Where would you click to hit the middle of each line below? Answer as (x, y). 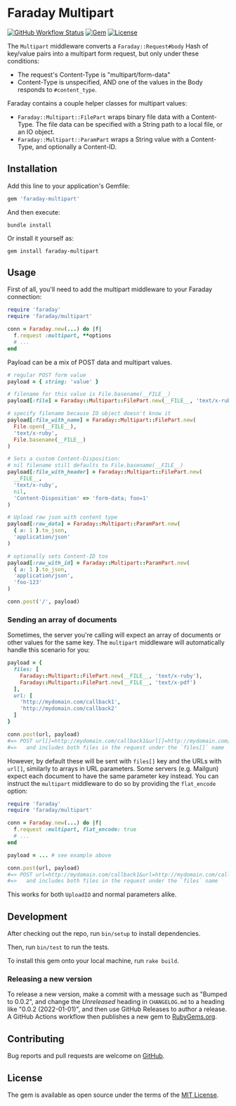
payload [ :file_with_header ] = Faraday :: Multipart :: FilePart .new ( (105, 472)
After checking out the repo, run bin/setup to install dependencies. (104, 934)
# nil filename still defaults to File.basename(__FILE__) (96, 466)
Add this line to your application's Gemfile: (68, 186)
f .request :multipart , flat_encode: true (75, 829)
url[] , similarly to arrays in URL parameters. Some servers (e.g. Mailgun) (113, 768)
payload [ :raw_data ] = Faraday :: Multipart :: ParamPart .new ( (94, 524)
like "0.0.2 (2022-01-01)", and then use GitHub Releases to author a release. (117, 1009)
